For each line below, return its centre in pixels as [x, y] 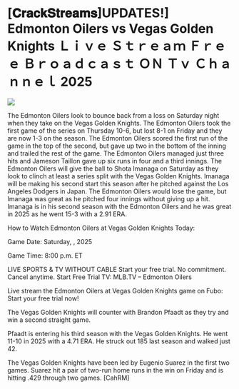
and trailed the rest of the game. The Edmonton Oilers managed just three [116, 153]
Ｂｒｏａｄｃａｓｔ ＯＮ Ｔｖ [107, 64]
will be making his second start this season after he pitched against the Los [118, 183]
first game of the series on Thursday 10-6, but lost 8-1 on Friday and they [115, 131]
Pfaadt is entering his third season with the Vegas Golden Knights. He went [118, 333]
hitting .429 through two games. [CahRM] [68, 378]
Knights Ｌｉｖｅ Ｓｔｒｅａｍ [97, 46]
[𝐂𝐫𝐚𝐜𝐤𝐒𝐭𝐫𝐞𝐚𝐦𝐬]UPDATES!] [88, 13]
